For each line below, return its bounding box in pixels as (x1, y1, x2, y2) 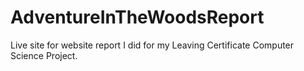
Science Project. (10, 49, 78, 61)
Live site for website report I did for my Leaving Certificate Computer (10, 39, 295, 51)
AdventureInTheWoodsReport (10, 6, 265, 29)
